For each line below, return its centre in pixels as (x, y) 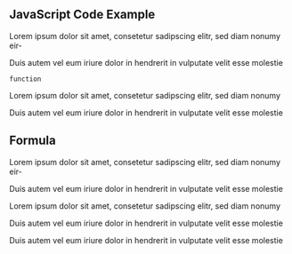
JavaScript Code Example (82, 15)
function (25, 79)
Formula (32, 141)
